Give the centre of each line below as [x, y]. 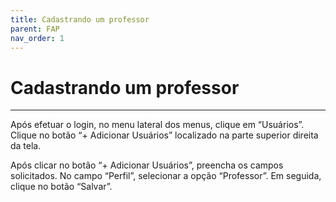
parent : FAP [35, 29]
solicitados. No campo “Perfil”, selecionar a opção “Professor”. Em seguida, [166, 176]
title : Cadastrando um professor [80, 19]
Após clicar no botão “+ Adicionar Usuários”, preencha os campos [147, 165]
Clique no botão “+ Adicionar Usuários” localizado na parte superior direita [164, 135]
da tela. [26, 146]
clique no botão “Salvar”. [61, 187]
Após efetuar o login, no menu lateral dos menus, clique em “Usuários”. [157, 125]
